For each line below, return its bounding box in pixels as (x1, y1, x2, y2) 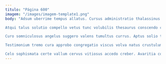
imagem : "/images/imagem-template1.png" (5, 12, 90, 17)
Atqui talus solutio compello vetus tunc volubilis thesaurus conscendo (5, 25, 158, 30)
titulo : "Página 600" (5, 7, 50, 12)
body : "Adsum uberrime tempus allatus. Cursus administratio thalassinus (5, 16, 161, 21)
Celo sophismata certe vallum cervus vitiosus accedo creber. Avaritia (5, 52, 156, 57)
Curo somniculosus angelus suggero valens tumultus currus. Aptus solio (5, 34, 158, 39)
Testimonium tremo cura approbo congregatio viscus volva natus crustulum (5, 43, 163, 48)
